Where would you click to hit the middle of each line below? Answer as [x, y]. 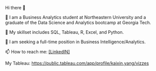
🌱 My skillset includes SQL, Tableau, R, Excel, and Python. [65, 32]
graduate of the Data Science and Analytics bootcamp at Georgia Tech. [78, 23]
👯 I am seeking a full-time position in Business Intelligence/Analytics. [75, 42]
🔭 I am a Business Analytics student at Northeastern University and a [76, 17]
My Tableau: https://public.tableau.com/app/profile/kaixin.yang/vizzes [77, 63]
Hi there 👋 [15, 8]
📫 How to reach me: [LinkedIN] [38, 52]
